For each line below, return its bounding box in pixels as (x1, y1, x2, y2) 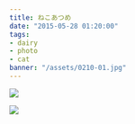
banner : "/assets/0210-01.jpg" (9, 64, 127, 73)
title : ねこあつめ (9, 13, 72, 22)
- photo (9, 47, 39, 56)
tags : (9, 30, 30, 39)
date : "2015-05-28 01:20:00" (9, 22, 119, 31)
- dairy (9, 38, 39, 48)
